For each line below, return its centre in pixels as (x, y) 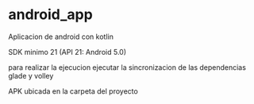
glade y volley (31, 75)
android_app (50, 15)
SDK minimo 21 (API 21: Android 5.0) (67, 52)
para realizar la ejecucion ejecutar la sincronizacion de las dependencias (127, 67)
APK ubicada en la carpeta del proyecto (73, 91)
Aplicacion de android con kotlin (61, 37)
